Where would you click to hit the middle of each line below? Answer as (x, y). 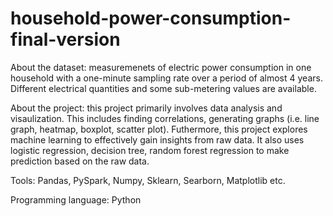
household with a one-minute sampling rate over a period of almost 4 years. (166, 78)
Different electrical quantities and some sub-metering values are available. (163, 88)
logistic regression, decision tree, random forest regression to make (150, 150)
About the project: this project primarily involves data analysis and (146, 108)
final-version (65, 39)
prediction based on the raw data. (80, 161)
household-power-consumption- (151, 18)
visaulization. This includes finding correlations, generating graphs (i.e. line (165, 118)
